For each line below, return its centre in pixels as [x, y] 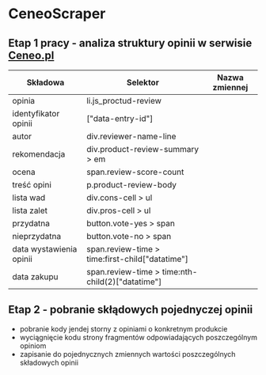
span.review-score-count [135, 172]
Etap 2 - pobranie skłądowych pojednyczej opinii [131, 310]
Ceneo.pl [31, 55]
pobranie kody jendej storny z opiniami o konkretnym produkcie [123, 328]
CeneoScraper [57, 14]
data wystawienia [45, 249]
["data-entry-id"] [120, 118]
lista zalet [30, 210]
